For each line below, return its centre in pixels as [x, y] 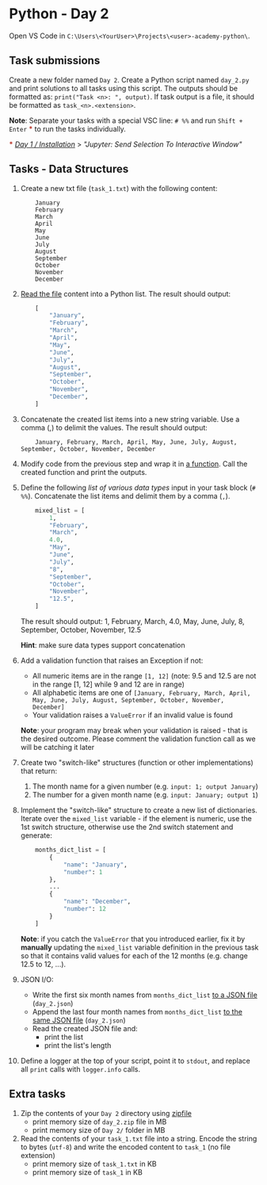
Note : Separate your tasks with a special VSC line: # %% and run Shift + [126, 120]
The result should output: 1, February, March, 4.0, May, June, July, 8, [132, 621]
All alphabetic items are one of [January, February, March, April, [141, 693]
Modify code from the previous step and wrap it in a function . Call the [134, 464]
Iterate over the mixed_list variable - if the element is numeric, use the [136, 819]
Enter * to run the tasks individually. [67, 128]
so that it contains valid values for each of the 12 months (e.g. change [134, 955]
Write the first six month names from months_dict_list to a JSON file [145, 995]
